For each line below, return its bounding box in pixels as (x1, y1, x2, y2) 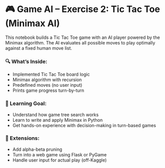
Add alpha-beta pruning (12, 146, 62, 152)
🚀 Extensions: (5, 135, 40, 142)
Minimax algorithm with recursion (12, 77, 82, 83)
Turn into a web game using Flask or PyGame (12, 151, 107, 157)
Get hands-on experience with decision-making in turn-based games (12, 122, 156, 128)
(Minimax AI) (5, 18, 60, 29)
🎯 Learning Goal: (5, 100, 47, 107)
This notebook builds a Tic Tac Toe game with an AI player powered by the (5, 34, 160, 40)
